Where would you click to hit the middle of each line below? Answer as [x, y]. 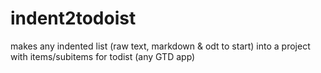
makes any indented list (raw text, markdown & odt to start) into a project [160, 46]
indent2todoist [73, 18]
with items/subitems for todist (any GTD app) [103, 56]
